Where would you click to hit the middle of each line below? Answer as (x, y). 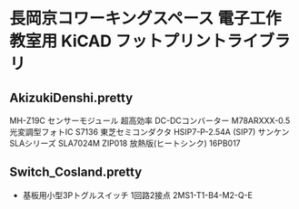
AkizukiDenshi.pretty (71, 97)
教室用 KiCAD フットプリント (118, 41)
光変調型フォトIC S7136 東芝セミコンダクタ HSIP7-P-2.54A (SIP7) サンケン (149, 132)
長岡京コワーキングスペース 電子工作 (145, 19)
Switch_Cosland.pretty (76, 172)
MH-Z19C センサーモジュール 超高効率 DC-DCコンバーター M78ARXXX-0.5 (150, 120)
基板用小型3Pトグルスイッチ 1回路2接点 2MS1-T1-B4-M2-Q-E (137, 195)
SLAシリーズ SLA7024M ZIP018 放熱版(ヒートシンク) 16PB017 (125, 143)
